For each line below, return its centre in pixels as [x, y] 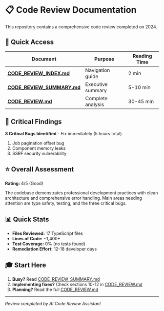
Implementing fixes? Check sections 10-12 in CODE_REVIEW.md [77, 284]
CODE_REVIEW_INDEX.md [39, 73]
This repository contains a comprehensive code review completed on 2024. [81, 27]
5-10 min [139, 87]
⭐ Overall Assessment [40, 169]
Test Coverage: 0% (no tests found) [49, 244]
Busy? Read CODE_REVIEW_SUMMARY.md [56, 279]
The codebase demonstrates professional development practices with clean [82, 193]
